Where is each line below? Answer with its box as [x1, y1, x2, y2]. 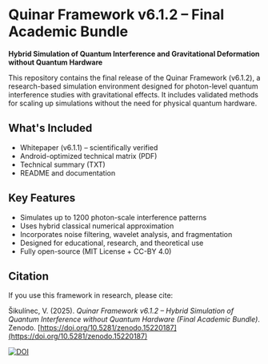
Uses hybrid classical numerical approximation [19, 221, 174, 231]
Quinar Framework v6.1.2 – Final [8, 6, 225, 24]
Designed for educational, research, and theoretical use [19, 238, 204, 247]
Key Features [8, 192, 76, 205]
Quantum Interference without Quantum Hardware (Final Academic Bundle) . [8, 315, 260, 324]
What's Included [8, 121, 93, 135]
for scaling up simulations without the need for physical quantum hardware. [8, 98, 258, 108]
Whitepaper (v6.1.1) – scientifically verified [19, 142, 158, 152]
